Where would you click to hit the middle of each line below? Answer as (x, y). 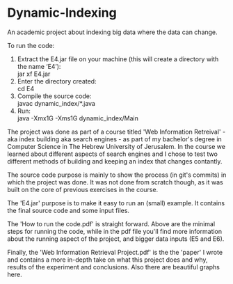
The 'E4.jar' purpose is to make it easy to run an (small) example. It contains (116, 203)
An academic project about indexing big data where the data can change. (112, 32)
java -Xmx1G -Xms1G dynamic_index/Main (78, 118)
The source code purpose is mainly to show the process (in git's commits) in (117, 175)
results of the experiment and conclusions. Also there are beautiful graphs (114, 267)
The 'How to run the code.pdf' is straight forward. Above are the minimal (111, 223)
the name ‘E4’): (39, 66)
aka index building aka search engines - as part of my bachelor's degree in (115, 139)
